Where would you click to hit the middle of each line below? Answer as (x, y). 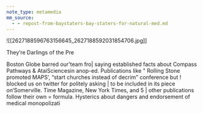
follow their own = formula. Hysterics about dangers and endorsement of (98, 97)
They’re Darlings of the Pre (40, 53)
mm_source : (20, 18)
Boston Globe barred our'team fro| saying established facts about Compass (102, 64)
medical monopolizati (33, 103)
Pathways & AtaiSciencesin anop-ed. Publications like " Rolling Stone (93, 71)
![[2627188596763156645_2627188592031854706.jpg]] (77, 41)
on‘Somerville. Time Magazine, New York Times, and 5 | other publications (100, 90)
